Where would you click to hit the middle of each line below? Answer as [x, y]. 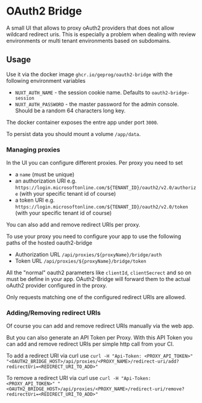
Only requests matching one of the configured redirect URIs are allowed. [96, 297]
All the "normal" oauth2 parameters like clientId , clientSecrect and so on [99, 272]
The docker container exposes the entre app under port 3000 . [82, 122]
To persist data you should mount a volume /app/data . [74, 134]
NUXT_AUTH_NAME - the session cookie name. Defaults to [83, 92]
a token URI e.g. [35, 200]
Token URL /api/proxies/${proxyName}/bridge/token [80, 261]
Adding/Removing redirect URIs [54, 312]
